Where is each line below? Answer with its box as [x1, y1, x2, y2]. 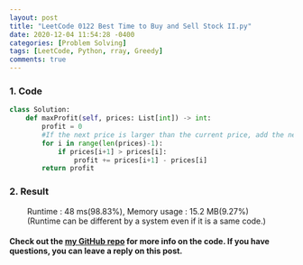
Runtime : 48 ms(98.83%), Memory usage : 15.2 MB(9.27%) [26, 206, 250, 216]
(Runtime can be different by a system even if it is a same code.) [26, 215, 266, 226]
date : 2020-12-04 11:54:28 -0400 [9, 30, 135, 39]
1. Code [9, 85, 43, 97]
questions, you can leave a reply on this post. [9, 245, 183, 257]
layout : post [9, 13, 59, 23]
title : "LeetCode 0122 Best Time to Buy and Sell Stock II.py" [9, 22, 252, 31]
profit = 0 [41, 123, 83, 132]
